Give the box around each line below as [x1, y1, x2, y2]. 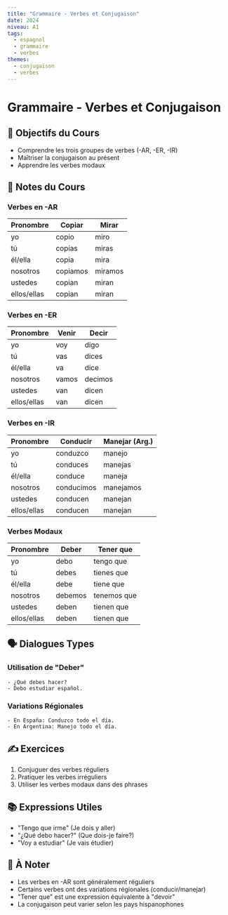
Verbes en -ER [7, 310, 58, 320]
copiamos [55, 266, 88, 276]
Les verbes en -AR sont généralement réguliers [17, 877, 154, 886]
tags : [7, 29, 23, 37]
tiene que [93, 579, 125, 589]
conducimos [55, 482, 97, 492]
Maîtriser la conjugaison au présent [17, 153, 120, 162]
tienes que [93, 568, 128, 578]
